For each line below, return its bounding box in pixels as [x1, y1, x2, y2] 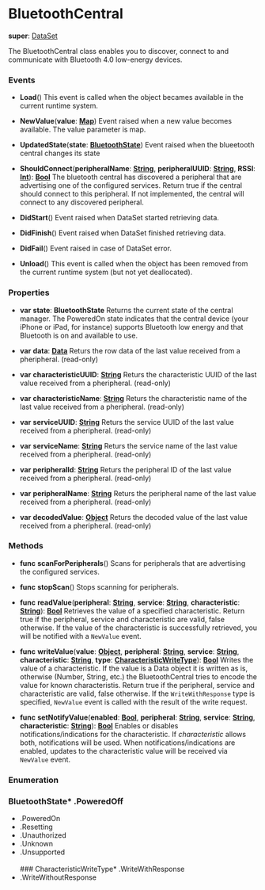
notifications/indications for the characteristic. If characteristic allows [19, 729, 247, 739]
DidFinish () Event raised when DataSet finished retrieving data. [19, 228, 226, 238]
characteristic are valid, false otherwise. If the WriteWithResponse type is [19, 689, 256, 698]
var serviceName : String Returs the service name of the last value [19, 441, 238, 450]
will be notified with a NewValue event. [19, 631, 142, 640]
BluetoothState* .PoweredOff [8, 796, 124, 807]
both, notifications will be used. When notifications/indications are [19, 738, 236, 747]
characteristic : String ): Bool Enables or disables [19, 720, 179, 730]
